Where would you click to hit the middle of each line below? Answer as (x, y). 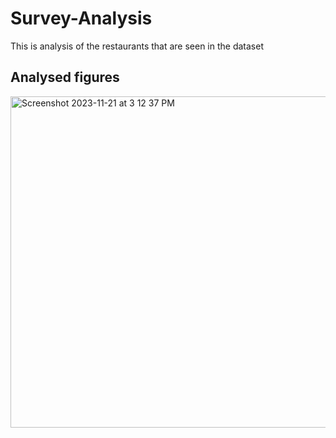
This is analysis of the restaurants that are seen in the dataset (137, 46)
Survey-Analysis (81, 18)
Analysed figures (65, 77)
